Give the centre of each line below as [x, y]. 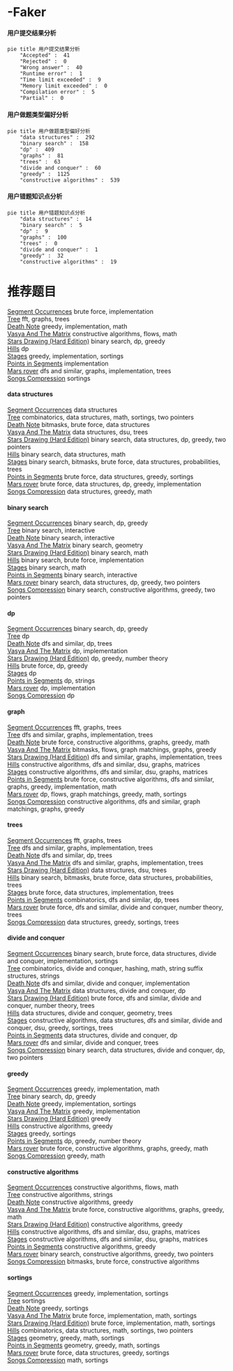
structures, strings [33, 975]
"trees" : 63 [40, 161]
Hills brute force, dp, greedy [48, 666]
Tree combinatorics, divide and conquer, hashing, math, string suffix [105, 968]
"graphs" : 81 [42, 155]
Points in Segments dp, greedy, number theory [74, 1141]
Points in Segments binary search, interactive [72, 575]
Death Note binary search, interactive [61, 538]
